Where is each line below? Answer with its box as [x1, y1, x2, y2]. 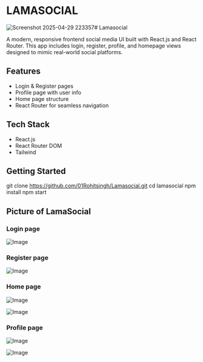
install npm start [6, 189, 47, 196]
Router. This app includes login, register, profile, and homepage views [6, 42, 181, 49]
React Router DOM [15, 142, 63, 149]
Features [6, 66, 41, 77]
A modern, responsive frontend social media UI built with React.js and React [6, 35, 197, 43]
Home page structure [15, 95, 69, 102]
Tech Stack [6, 119, 50, 130]
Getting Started [6, 165, 66, 176]
